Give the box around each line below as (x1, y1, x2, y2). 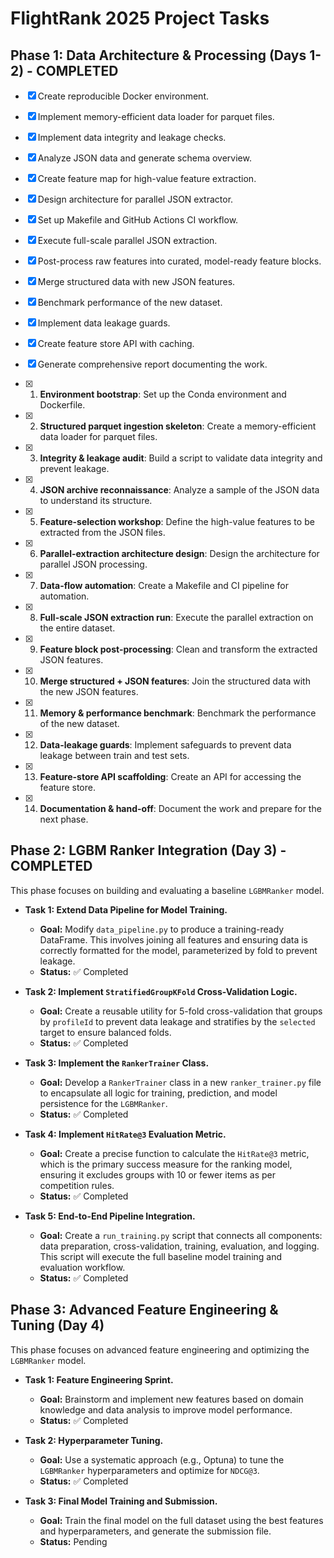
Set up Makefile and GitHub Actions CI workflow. (37, 214, 239, 226)
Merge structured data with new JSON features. (37, 276, 236, 287)
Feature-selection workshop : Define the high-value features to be (39, 516, 315, 527)
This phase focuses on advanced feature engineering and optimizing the (10, 1343, 310, 1356)
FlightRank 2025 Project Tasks (10, 7, 270, 30)
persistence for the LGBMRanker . (39, 1097, 168, 1109)
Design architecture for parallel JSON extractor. (37, 193, 234, 205)
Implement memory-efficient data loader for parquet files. (37, 111, 275, 122)
